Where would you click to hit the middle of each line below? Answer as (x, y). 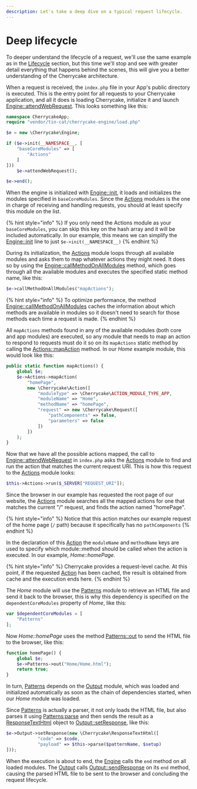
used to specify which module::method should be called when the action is (97, 549)
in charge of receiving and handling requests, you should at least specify (94, 205)
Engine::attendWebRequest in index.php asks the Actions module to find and (99, 460)
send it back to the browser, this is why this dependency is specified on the (97, 597)
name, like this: (24, 278)
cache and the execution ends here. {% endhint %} (68, 579)
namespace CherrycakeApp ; (38, 117)
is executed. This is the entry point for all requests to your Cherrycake (91, 93)
